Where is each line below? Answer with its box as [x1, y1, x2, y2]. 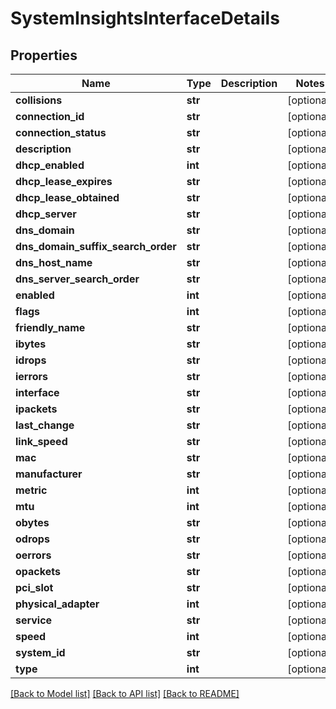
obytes [15, 516, 50, 529]
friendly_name [15, 321, 86, 334]
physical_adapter [15, 597, 100, 611]
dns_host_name [15, 256, 93, 269]
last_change [15, 418, 75, 432]
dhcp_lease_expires [15, 175, 113, 188]
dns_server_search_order [15, 272, 140, 286]
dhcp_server [15, 207, 77, 221]
